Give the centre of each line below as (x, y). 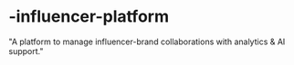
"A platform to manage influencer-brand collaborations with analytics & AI (147, 42)
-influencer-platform (89, 17)
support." (26, 51)
